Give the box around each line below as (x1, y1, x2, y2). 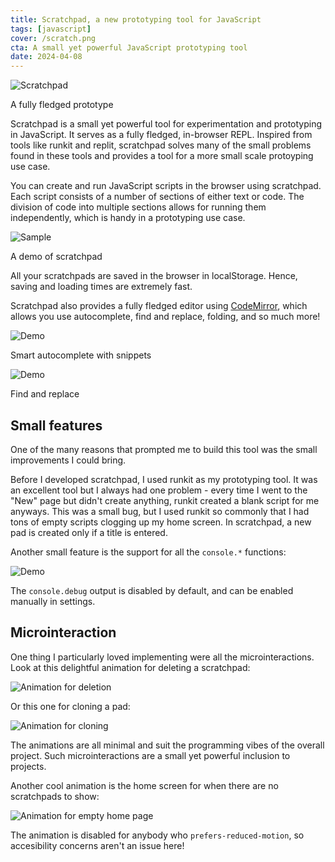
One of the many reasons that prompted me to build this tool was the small (10, 443, 318, 455)
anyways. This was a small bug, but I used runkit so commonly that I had (10, 505, 310, 517)
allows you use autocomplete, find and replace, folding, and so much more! (10, 311, 321, 323)
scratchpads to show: (10, 790, 100, 802)
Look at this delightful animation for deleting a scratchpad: (10, 661, 251, 673)
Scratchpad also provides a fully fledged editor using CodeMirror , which (10, 300, 308, 312)
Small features (10, 417, 103, 434)
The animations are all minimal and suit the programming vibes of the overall (10, 739, 325, 751)
